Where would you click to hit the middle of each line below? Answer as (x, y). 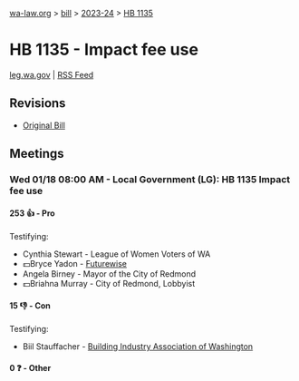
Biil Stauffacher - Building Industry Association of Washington (138, 347)
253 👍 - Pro (33, 213)
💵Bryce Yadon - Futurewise (74, 264)
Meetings (37, 154)
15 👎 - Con (30, 305)
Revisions (38, 103)
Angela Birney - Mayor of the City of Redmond (109, 274)
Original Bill (44, 125)
